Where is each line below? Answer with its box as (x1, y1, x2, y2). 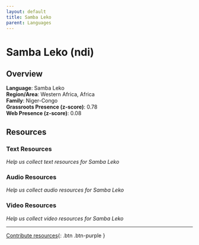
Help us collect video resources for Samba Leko (6, 215, 124, 222)
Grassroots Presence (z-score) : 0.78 (6, 103, 98, 110)
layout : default (6, 8, 46, 15)
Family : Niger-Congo (6, 97, 58, 104)
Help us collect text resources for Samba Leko (6, 158, 120, 166)
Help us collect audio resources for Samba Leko (6, 186, 124, 193)
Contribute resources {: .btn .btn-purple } (6, 232, 105, 239)
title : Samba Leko (6, 14, 52, 20)
